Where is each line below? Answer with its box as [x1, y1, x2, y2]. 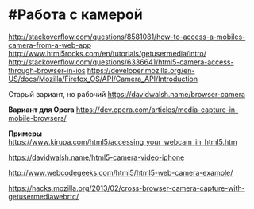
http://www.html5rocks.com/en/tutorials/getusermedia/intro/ [8, 48, 206, 58]
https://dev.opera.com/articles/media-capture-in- [75, 105, 239, 114]
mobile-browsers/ [8, 113, 67, 122]
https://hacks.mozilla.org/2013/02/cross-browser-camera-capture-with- [8, 183, 246, 192]
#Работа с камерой [8, 6, 143, 24]
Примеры [8, 129, 42, 138]
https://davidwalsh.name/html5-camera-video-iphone [8, 153, 185, 162]
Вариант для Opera [8, 105, 75, 114]
